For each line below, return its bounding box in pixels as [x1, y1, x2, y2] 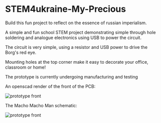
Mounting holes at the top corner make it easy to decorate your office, [5, 59, 149, 65]
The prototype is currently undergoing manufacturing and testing [5, 74, 138, 80]
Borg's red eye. [5, 49, 37, 55]
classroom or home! [5, 64, 46, 70]
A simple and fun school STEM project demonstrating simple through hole [5, 29, 156, 35]
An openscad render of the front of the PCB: [5, 83, 96, 89]
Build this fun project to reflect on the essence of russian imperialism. [5, 20, 147, 26]
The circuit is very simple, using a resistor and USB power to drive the [5, 44, 148, 50]
